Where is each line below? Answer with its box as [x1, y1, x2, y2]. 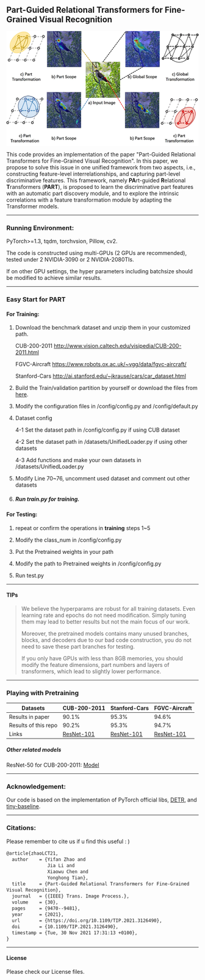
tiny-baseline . [6, 803, 41, 810]
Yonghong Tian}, [47, 874, 88, 881]
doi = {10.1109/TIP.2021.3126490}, [12, 923, 119, 930]
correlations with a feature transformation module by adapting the [6, 196, 172, 204]
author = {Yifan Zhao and [12, 856, 86, 863]
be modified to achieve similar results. [6, 274, 102, 282]
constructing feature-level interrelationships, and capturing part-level [6, 170, 181, 177]
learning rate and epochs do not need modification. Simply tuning [21, 611, 187, 619]
